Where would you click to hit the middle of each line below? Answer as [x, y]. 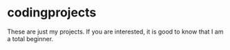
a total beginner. [30, 38]
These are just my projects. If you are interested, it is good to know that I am [115, 32]
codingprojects [52, 13]
